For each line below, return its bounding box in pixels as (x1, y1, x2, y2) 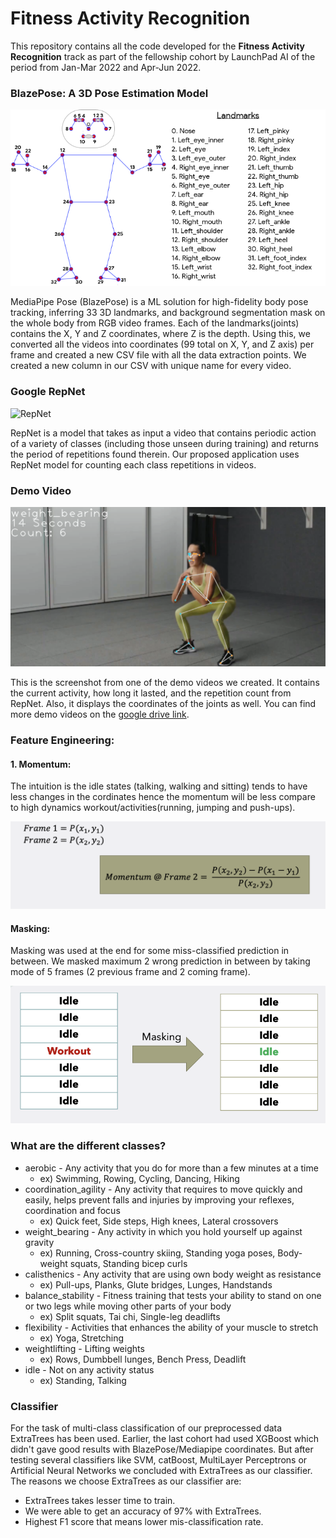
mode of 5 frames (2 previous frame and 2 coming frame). (10, 966, 251, 978)
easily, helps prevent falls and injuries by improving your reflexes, (24, 1193, 295, 1206)
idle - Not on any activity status (24, 1363, 155, 1376)
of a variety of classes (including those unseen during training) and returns (10, 437, 319, 449)
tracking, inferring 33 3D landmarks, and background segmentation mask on (10, 307, 326, 319)
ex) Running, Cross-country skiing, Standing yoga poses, (39, 1247, 276, 1259)
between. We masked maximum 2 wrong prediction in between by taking (10, 955, 311, 967)
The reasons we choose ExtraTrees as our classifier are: (10, 1475, 242, 1487)
